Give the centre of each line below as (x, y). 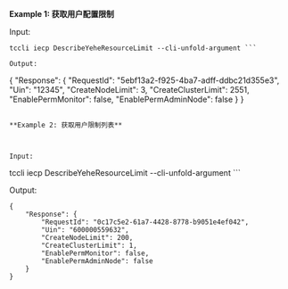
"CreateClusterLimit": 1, (90, 245)
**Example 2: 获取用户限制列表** (66, 125)
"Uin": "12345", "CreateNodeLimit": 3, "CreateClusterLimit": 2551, (129, 90)
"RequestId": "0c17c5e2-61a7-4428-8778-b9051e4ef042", (145, 222)
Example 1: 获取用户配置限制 (62, 14)
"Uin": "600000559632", (85, 230)
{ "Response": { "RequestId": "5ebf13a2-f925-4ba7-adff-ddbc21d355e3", (144, 80)
